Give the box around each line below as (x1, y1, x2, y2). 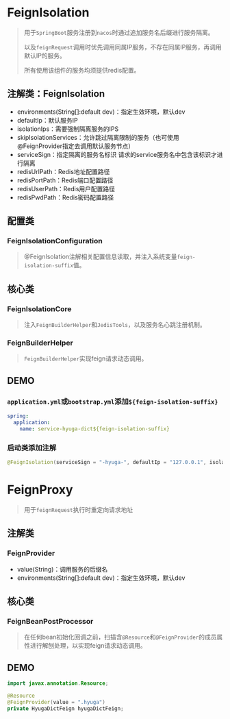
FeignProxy (7, 482, 73, 498)
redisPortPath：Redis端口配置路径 (16, 176, 114, 184)
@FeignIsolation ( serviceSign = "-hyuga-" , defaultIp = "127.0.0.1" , (7, 459, 207, 466)
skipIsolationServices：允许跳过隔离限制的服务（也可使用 (16, 133, 179, 141)
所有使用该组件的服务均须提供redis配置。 (23, 66, 140, 74)
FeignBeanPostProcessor (7, 616, 94, 626)
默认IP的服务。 (23, 51, 66, 60)
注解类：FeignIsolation (7, 88, 105, 100)
